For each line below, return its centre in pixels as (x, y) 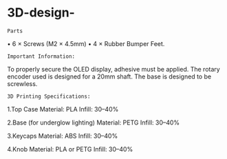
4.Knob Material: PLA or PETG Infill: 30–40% (70, 149)
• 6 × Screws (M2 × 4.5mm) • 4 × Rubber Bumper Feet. (86, 43)
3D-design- (41, 13)
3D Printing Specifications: (49, 96)
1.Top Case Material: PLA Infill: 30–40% (63, 109)
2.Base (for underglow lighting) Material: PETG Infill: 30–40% (94, 123)
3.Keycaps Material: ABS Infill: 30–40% (63, 136)
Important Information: (41, 56)
